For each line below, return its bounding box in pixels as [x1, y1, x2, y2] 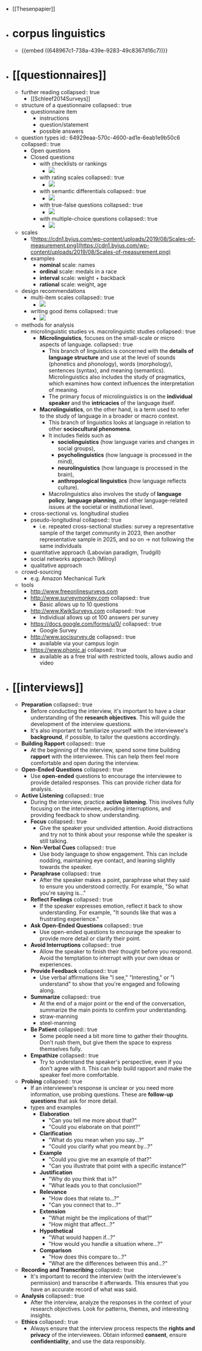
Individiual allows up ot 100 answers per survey [39, 613, 159, 621]
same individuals [39, 542, 82, 549]
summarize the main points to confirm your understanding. [39, 1006, 187, 1013]
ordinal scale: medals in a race [39, 267, 117, 275]
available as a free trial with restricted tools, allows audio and [39, 653, 193, 660]
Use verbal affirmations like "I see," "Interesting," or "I [39, 974, 175, 981]
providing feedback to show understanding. [30, 811, 140, 818]
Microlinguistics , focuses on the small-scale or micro [39, 334, 175, 341]
